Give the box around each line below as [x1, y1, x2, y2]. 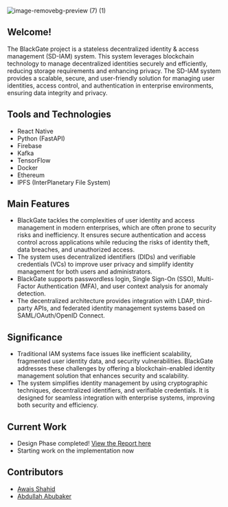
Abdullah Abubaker [16, 492, 72, 500]
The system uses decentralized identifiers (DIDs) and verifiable [16, 253, 196, 261]
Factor [16, 282, 36, 291]
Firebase [16, 141, 43, 149]
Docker [16, 163, 38, 172]
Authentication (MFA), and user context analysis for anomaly [36, 282, 208, 291]
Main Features [7, 198, 70, 210]
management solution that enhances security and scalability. [16, 372, 190, 380]
